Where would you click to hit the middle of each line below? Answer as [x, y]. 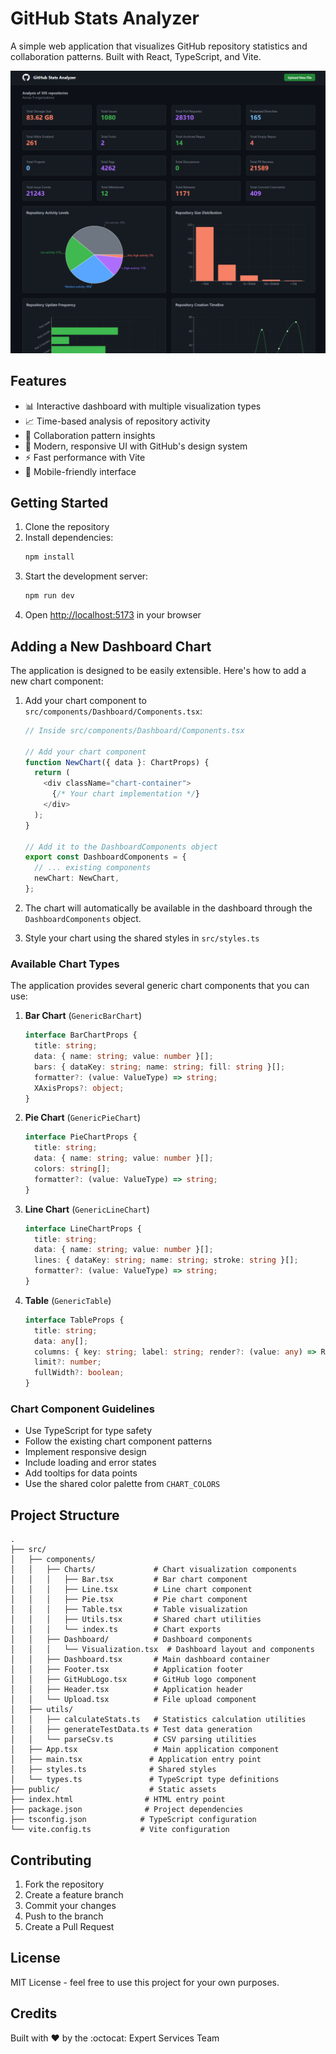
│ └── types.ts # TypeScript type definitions [145, 1780]
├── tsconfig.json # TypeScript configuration [133, 1820]
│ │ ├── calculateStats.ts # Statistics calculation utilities [158, 1720]
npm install [49, 557]
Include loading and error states [90, 1463]
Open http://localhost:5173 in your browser [113, 615]
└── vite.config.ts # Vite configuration [120, 1830]
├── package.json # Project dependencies [127, 1810]
